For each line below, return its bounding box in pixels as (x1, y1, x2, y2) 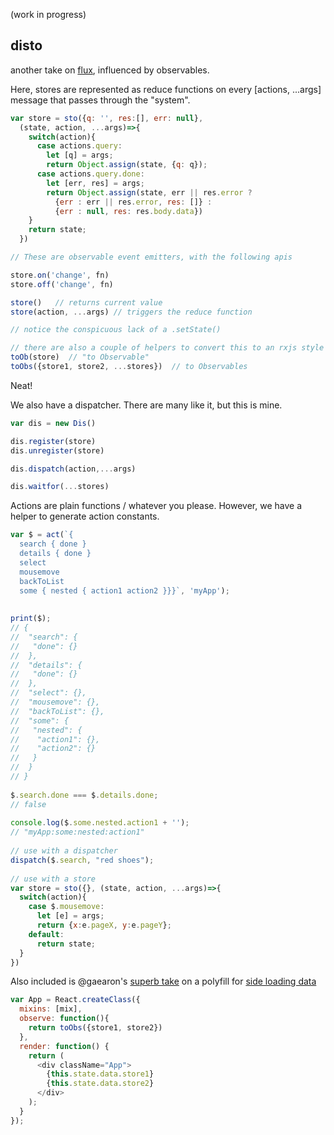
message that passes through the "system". (10, 94, 191, 106)
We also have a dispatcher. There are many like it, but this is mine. (10, 399, 283, 411)
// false (10, 799, 47, 809)
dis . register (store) (10, 436, 97, 446)
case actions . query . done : (36, 169, 145, 179)
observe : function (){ (19, 1014, 110, 1024)
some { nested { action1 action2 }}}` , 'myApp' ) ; (19, 585, 230, 596)
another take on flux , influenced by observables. (10, 64, 210, 76)
